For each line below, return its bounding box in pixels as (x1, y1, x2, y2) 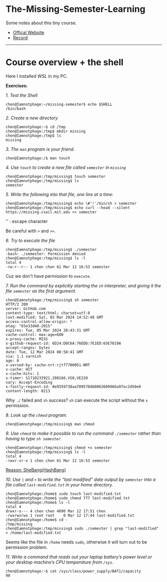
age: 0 (5, 358, 19, 363)
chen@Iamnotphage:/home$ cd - (5, 517, 68, 522)
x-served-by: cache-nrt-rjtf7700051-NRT (5, 363, 91, 368)
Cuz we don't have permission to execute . (5, 273, 91, 279)
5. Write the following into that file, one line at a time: (5, 191, 113, 197)
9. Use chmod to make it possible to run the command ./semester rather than (5, 430, 161, 436)
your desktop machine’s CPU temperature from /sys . (5, 559, 113, 565)
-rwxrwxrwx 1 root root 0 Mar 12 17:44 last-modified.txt (5, 513, 135, 518)
